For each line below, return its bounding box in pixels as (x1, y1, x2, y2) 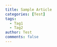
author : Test (5, 30, 32, 35)
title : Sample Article (5, 7, 52, 12)
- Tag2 (9, 25, 23, 30)
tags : (5, 16, 16, 21)
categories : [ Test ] (5, 12, 46, 17)
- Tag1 (9, 21, 23, 26)
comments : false (5, 35, 39, 40)
